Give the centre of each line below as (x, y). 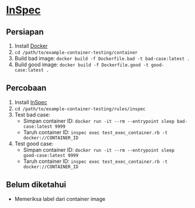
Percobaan (26, 88)
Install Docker (31, 46)
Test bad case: (32, 114)
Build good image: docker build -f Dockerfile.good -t (81, 64)
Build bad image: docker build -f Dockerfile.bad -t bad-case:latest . (102, 58)
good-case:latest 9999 (51, 155)
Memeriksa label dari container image (60, 199)
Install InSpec (31, 102)
